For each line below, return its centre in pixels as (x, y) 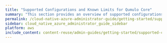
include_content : (23, 33)
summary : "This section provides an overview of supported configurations (84, 14)
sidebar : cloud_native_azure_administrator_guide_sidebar (66, 23)
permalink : (16, 19)
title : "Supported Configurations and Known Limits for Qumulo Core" (79, 10)
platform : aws (20, 28)
